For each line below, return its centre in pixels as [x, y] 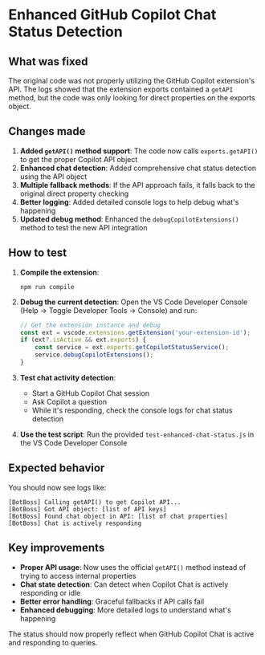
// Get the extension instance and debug [90, 325]
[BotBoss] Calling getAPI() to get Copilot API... [95, 502]
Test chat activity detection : [68, 377]
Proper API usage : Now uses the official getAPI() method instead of [133, 567]
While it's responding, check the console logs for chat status [132, 410]
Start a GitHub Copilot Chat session [91, 393]
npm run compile [47, 287]
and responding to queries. [53, 642]
